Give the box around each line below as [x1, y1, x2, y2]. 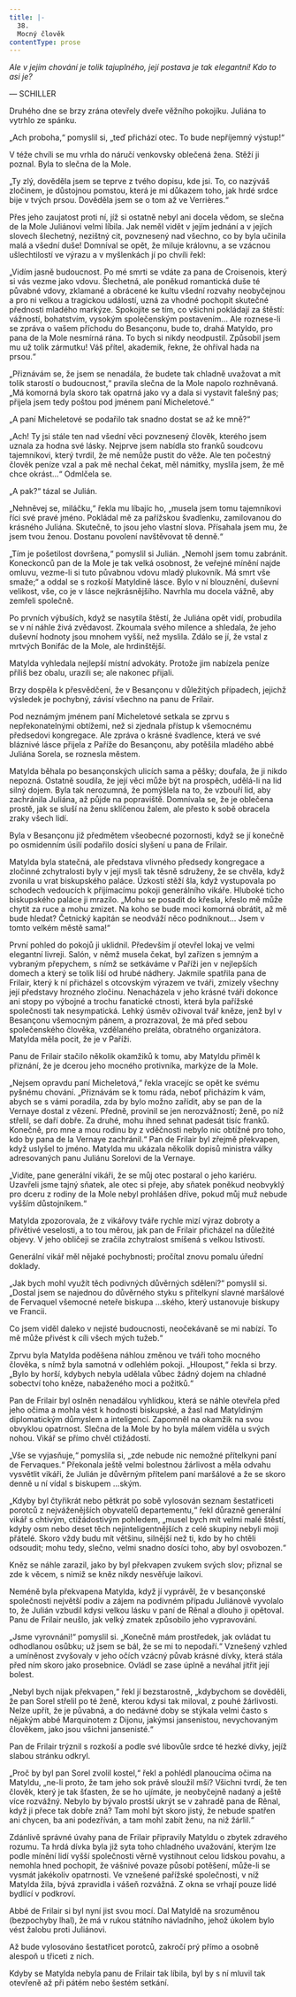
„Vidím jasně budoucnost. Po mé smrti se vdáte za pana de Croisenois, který [9, 267, 287, 277]
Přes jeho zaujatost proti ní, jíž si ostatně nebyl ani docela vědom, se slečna [9, 212, 285, 222]
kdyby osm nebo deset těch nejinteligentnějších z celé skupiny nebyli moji [9, 1524, 279, 1535]
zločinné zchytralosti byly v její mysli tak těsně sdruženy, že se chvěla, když [9, 866, 285, 877]
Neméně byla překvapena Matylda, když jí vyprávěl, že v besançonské [9, 1586, 266, 1597]
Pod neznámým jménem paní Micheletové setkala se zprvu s [9, 711, 230, 722]
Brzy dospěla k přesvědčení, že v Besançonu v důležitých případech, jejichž [9, 685, 287, 695]
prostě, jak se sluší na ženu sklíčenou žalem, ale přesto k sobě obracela [9, 803, 270, 815]
